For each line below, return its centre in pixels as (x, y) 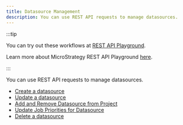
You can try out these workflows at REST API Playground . (76, 45)
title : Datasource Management (43, 11)
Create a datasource (40, 91)
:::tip (12, 34)
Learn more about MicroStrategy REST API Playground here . (79, 57)
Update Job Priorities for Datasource (59, 110)
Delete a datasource (39, 116)
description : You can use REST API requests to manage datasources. (92, 17)
